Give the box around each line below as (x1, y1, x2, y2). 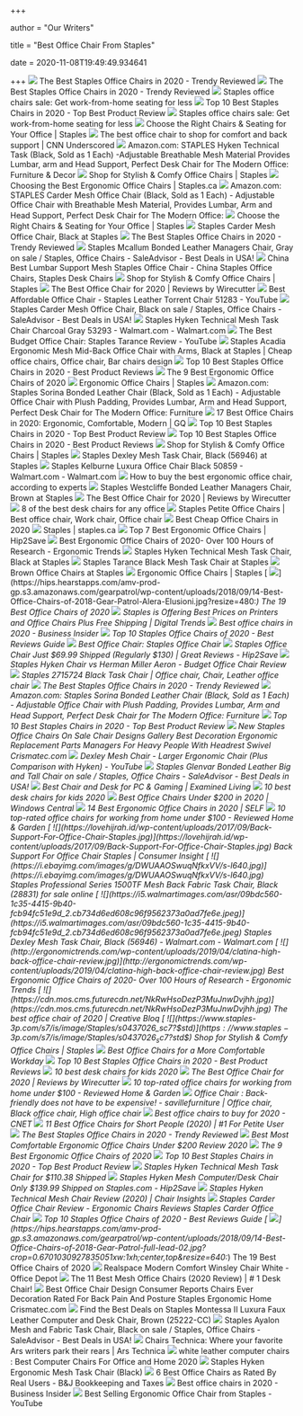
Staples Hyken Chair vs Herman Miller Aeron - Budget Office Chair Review (10, 659, 287, 670)
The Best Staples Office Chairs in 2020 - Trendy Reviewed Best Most (21, 1129, 290, 1140)
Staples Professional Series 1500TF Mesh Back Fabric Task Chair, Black (10, 879, 279, 890)
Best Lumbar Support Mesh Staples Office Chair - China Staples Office (10, 263, 272, 272)
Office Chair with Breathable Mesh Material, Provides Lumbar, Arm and (10, 200, 273, 209)
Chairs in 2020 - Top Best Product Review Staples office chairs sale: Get (10, 108, 290, 118)
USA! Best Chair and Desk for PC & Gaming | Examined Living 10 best (10, 781, 291, 792)
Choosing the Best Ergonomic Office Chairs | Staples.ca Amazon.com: (10, 181, 282, 191)
